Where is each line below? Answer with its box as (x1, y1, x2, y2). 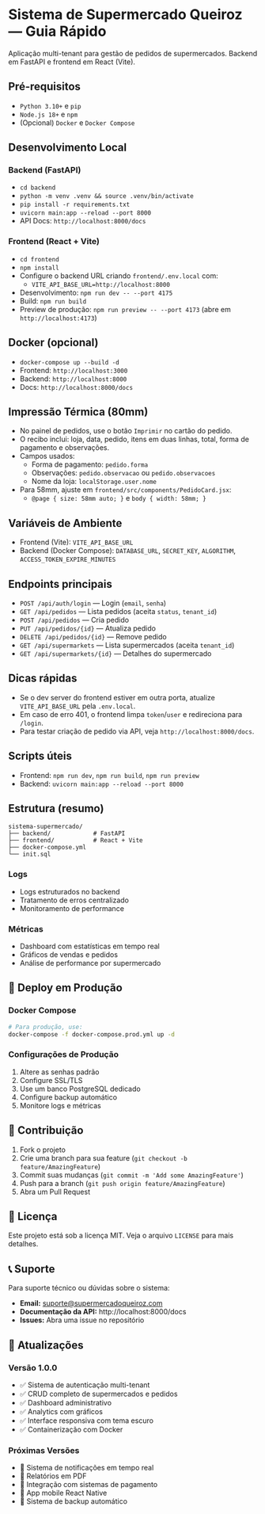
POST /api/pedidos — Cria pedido (19, 615, 129, 624)
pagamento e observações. (19, 443, 110, 452)
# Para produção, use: (8, 1023, 83, 1031)
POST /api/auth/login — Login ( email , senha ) (19, 598, 167, 608)
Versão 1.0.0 (8, 1362, 58, 1373)
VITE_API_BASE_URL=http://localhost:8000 (31, 280, 170, 288)
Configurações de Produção (8, 1049, 119, 1060)
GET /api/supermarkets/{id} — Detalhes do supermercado (19, 648, 212, 658)
